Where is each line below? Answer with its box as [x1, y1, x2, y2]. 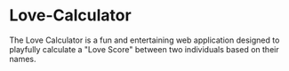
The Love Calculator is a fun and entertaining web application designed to [9, 35, 280, 45]
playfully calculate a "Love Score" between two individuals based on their [9, 43, 279, 54]
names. [9, 53, 36, 64]
